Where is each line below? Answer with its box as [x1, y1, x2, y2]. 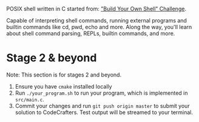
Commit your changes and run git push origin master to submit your [15, 102, 190, 109]
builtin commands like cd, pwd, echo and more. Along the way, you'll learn [6, 24, 192, 30]
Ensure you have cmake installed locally [15, 83, 112, 90]
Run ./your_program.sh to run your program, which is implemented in [15, 89, 188, 97]
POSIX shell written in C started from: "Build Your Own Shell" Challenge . [6, 5, 187, 12]
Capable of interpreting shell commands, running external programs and [6, 17, 187, 24]
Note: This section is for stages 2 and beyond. [6, 71, 122, 78]
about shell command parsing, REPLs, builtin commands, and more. [6, 30, 175, 37]
